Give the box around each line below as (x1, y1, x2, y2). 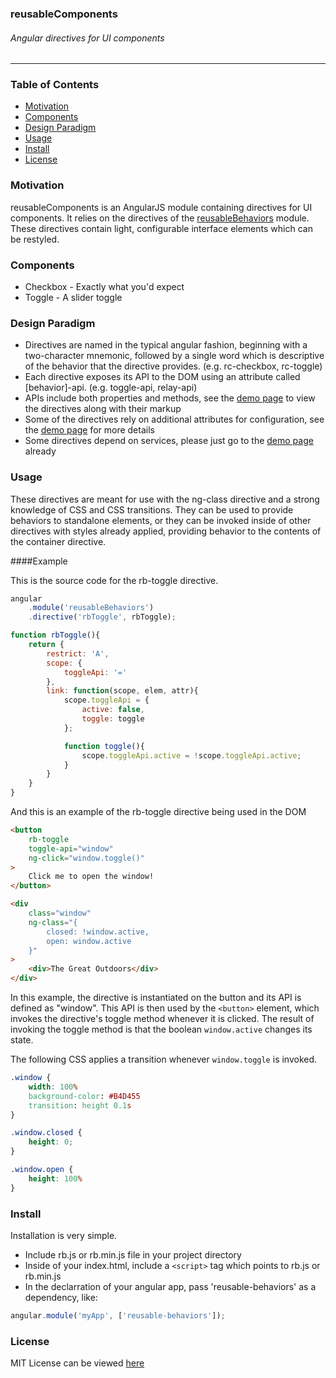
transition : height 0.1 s (28, 1100, 132, 1111)
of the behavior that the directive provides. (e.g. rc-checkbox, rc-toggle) (24, 360, 323, 372)
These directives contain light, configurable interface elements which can (10, 222, 313, 234)
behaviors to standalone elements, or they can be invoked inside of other (10, 514, 312, 526)
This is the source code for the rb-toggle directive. (10, 574, 219, 586)
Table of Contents (10, 78, 100, 92)
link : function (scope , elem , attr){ (46, 686, 199, 696)
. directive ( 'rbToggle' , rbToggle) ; (28, 612, 177, 622)
